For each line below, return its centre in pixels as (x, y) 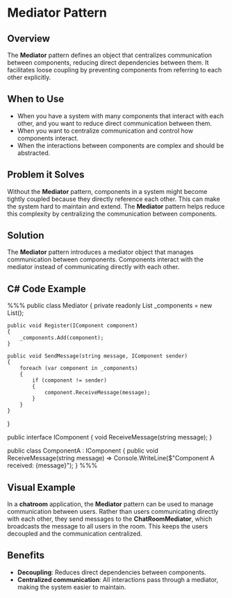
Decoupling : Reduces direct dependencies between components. (111, 572)
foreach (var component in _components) (79, 369)
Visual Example (41, 487)
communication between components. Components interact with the (105, 259)
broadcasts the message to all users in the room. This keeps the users (108, 526)
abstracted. (34, 153)
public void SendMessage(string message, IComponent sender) (98, 356)
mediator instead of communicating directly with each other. (93, 267)
